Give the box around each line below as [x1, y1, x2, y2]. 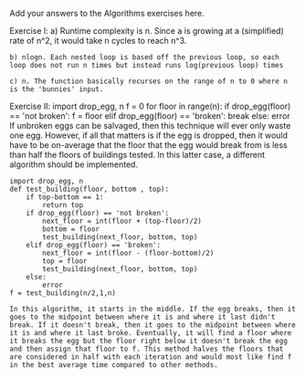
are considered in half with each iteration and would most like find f [9, 353, 292, 362]
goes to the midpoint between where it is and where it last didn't [9, 312, 276, 321]
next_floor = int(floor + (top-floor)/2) [42, 216, 203, 226]
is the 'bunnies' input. [9, 85, 104, 94]
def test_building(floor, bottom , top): [9, 184, 170, 194]
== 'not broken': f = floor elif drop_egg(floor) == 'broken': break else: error [9, 111, 290, 121]
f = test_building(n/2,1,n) [9, 289, 117, 298]
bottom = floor [42, 225, 100, 234]
